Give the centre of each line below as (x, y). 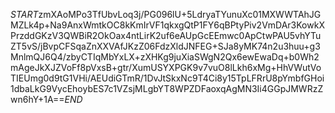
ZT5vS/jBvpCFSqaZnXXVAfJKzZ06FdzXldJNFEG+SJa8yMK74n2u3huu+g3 (165, 46)
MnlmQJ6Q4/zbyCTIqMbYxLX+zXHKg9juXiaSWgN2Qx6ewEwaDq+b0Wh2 (165, 57)
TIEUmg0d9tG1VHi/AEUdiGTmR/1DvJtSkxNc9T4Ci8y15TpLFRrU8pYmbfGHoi (167, 78)
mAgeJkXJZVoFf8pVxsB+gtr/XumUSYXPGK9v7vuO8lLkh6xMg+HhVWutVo (166, 67)
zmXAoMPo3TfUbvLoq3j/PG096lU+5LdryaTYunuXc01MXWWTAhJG (180, 14)
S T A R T (24, 14)
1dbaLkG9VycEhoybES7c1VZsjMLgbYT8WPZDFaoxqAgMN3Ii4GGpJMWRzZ (167, 88)
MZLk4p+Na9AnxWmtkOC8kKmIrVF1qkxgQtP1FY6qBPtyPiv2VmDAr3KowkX (167, 25)
